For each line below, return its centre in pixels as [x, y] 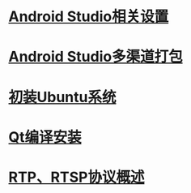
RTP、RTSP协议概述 [76, 177]
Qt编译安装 [45, 137]
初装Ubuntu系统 [62, 97]
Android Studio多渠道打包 [96, 57]
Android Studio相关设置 [89, 17]
